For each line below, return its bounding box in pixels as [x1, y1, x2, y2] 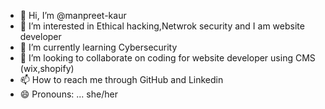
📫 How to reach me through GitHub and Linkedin [19, 74, 224, 85]
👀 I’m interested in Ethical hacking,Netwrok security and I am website [19, 20, 305, 32]
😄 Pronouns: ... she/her [19, 88, 118, 100]
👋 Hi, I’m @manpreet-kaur [19, 10, 127, 21]
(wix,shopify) [19, 63, 75, 74]
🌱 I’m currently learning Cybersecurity [19, 41, 178, 53]
